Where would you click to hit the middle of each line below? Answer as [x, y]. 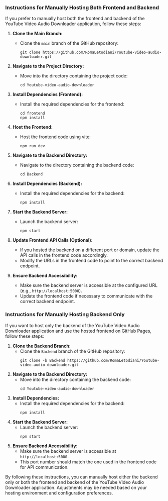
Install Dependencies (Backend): [47, 184]
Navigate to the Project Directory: [48, 66]
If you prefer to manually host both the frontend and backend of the [75, 19]
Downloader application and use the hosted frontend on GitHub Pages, [78, 331]
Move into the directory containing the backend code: [75, 379]
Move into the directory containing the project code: [74, 76]
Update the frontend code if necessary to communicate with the [86, 296]
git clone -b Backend [42, 360]
